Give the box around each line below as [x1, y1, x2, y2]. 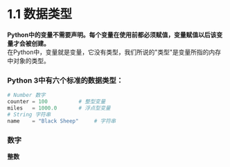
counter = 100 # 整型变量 [7, 98, 106, 105]
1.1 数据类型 [7, 6, 73, 22]
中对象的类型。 [7, 56, 50, 64]
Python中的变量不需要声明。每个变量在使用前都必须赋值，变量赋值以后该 [7, 30, 217, 39]
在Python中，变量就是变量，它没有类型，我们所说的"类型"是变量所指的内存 [7, 48, 222, 56]
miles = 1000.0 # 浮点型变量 [7, 105, 111, 112]
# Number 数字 [7, 91, 46, 99]
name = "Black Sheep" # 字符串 [7, 117, 116, 125]
